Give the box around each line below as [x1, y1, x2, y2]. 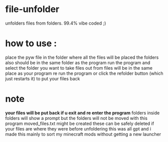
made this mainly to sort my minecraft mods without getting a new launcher [5, 131, 161, 137]
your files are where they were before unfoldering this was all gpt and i [5, 125, 151, 131]
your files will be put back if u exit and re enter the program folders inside [5, 109, 160, 116]
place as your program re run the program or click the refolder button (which [5, 70, 163, 76]
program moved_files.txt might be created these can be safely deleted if [5, 120, 154, 126]
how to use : [5, 38, 57, 49]
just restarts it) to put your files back [5, 75, 80, 81]
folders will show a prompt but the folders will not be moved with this [5, 115, 148, 121]
